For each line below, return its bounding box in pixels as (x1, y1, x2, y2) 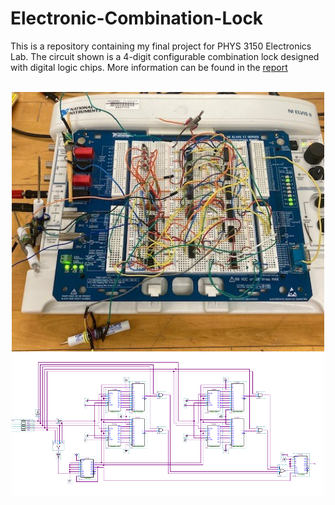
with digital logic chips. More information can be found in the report (10, 61, 288, 73)
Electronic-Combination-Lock (10, 7, 264, 30)
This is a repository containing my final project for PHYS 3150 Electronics (10, 40, 312, 52)
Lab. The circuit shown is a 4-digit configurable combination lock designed (10, 50, 320, 62)
